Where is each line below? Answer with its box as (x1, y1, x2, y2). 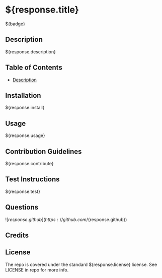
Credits (5, 231, 29, 240)
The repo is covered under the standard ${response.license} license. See (5, 261, 157, 267)
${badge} (5, 21, 25, 27)
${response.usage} (5, 132, 45, 138)
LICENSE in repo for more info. (5, 266, 69, 273)
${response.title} (5, 4, 79, 16)
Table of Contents (5, 63, 63, 72)
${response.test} (5, 188, 40, 194)
